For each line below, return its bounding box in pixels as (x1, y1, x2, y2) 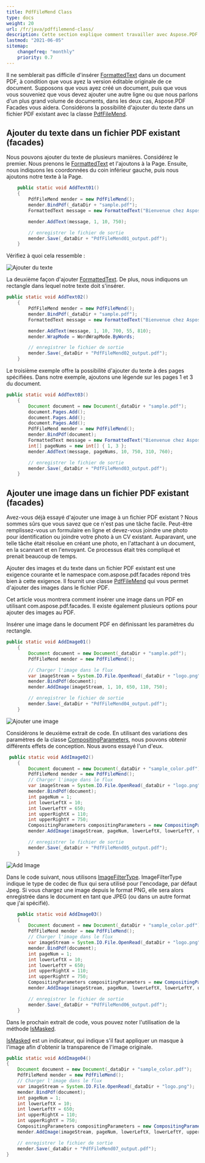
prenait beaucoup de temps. (6, 552, 77, 560)
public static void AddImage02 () (9, 754, 95, 760)
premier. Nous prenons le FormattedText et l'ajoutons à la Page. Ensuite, (6, 160, 188, 167)
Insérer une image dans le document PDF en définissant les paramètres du (6, 621, 194, 628)
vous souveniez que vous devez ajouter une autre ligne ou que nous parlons (6, 90, 198, 98)
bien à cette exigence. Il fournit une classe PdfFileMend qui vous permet (6, 578, 189, 585)
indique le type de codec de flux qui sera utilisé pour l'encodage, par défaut (6, 879, 197, 887)
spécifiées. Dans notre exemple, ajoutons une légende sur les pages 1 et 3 (6, 373, 193, 381)
